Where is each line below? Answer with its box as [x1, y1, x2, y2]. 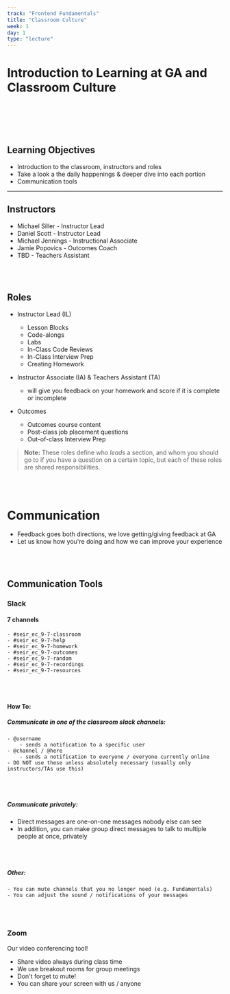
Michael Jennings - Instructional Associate [16, 236, 138, 245]
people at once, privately [16, 832, 88, 841]
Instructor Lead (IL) [16, 310, 72, 318]
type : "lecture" [7, 36, 53, 43]
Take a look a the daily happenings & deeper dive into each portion [16, 170, 206, 178]
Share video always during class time [16, 957, 123, 966]
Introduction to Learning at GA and [7, 65, 207, 81]
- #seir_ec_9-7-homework [7, 643, 78, 650]
